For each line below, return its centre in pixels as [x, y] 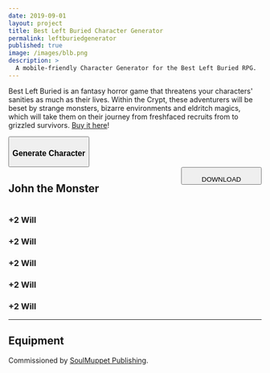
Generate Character [49, 153]
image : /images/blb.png [48, 53]
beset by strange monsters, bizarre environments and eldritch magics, [125, 108]
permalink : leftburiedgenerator [62, 38]
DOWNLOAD [221, 179]
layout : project [35, 23]
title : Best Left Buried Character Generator [86, 31]
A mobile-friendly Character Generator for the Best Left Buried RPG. [136, 68]
